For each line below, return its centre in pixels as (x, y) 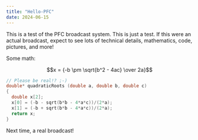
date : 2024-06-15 (28, 17)
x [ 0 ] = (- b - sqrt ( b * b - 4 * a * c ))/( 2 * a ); (62, 103)
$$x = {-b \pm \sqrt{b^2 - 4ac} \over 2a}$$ (100, 69)
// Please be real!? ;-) (37, 81)
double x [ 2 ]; (28, 97)
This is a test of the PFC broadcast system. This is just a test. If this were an (99, 34)
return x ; (23, 113)
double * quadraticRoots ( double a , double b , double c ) (76, 86)
